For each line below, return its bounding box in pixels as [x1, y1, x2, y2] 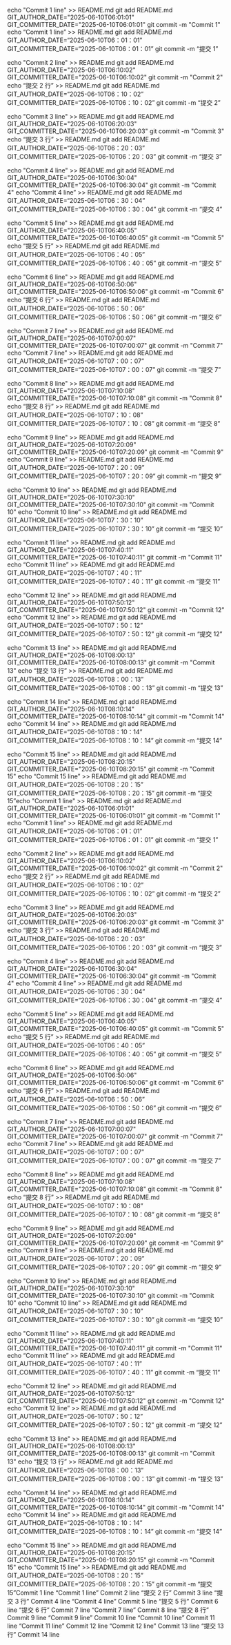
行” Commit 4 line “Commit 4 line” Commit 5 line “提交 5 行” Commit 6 [20, 1597, 219, 1605]
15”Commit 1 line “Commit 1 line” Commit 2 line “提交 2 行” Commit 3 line [7, 1588, 213, 1597]
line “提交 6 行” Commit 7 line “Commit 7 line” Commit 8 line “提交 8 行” [7, 1606, 209, 1614]
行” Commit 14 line [7, 1631, 60, 1638]
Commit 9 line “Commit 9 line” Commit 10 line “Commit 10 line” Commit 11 [7, 1614, 215, 1622]
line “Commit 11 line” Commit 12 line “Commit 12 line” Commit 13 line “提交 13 [7, 1622, 224, 1630]
